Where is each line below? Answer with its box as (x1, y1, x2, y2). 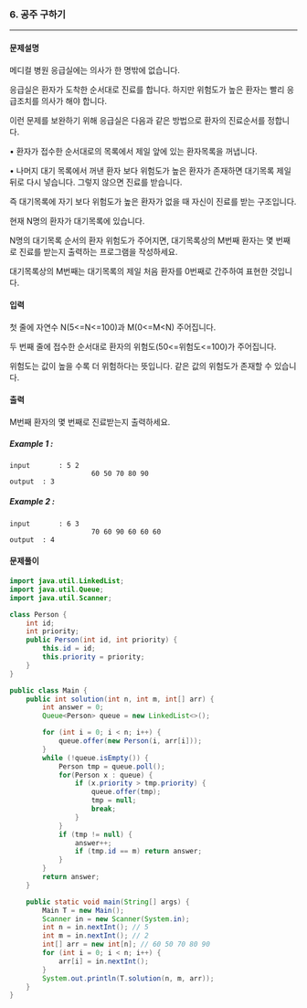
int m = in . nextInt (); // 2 (42, 931, 149, 940)
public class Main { (9, 685, 89, 695)
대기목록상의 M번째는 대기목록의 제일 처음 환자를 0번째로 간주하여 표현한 (9, 265, 269, 276)
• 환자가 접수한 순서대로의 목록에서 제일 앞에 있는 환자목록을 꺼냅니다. (9, 145, 258, 156)
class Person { (9, 610, 68, 619)
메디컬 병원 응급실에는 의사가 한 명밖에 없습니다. (9, 64, 181, 75)
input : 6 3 (9, 519, 79, 528)
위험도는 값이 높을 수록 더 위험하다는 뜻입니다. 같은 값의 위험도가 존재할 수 (9, 360, 272, 371)
